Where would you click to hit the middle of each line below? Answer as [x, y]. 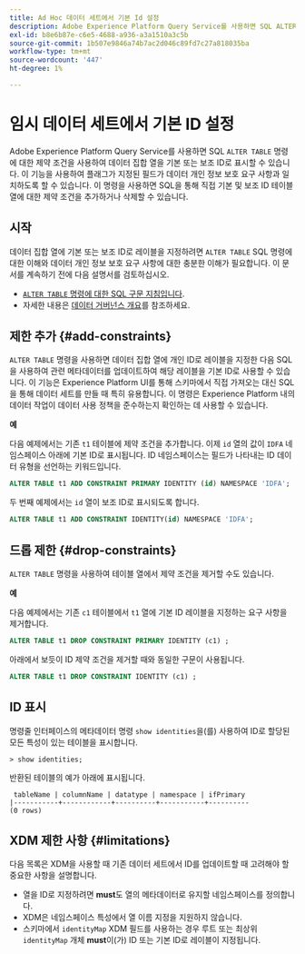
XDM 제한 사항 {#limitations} [90, 840]
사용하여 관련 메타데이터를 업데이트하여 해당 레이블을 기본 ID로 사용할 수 [146, 371]
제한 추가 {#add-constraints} [91, 337]
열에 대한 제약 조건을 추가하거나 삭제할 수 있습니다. [99, 196]
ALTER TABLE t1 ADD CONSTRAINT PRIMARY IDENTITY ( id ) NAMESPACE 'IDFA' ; [150, 484]
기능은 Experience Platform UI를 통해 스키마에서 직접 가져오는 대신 [157, 383]
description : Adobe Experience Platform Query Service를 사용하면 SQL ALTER [153, 26]
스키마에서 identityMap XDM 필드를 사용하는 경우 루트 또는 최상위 [140, 929]
